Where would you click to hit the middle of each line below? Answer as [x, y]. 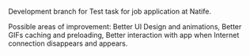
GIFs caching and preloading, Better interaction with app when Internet [124, 35]
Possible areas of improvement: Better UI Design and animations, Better [125, 26]
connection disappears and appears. [68, 43]
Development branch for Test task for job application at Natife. [110, 11]
